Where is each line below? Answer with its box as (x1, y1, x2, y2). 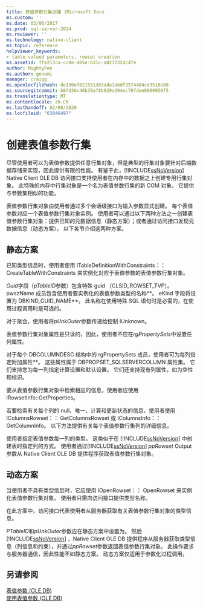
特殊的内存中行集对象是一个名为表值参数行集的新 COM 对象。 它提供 (23, 182, 195, 189)
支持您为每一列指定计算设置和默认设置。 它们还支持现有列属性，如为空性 (11, 366, 193, 373)
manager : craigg (6, 76, 47, 82)
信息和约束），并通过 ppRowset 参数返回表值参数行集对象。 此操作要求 (22, 542, 195, 550)
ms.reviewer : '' (6, 31, 47, 38)
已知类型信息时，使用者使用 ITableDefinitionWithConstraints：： (6, 261, 166, 269)
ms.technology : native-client (6, 37, 83, 43)
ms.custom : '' (6, 15, 42, 21)
